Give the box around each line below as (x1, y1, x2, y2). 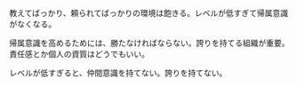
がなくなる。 (9, 19, 56, 29)
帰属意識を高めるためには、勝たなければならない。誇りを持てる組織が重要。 (9, 38, 290, 48)
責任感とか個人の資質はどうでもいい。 (9, 49, 149, 59)
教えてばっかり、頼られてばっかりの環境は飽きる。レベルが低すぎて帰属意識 (9, 8, 289, 18)
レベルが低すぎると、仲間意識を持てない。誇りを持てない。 (9, 67, 228, 78)
